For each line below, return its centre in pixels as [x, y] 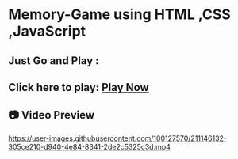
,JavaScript [47, 31]
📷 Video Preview [52, 115]
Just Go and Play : [54, 61]
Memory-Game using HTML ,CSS [120, 15]
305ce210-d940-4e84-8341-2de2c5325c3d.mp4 [89, 146]
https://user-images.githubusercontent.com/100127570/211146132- [118, 138]
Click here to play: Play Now [79, 87]
